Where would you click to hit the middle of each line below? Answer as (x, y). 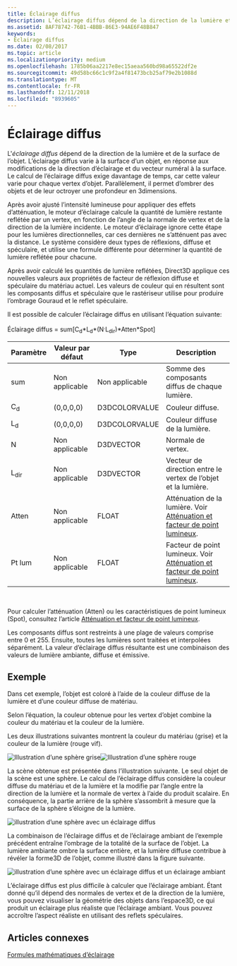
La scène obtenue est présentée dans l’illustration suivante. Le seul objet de (117, 771)
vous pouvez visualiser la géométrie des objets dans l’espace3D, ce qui (111, 900)
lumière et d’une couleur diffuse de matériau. (73, 702)
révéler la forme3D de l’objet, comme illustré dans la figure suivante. (107, 858)
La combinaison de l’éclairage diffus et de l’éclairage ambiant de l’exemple (115, 836)
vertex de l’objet (192, 478)
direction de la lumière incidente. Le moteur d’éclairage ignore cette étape (115, 227)
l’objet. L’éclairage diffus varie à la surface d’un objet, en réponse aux (108, 161)
